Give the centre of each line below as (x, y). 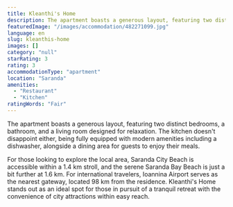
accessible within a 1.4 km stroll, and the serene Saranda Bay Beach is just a (116, 167)
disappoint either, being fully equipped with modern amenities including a (112, 138)
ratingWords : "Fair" (37, 104)
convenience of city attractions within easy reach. (79, 196)
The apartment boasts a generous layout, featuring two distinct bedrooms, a (116, 124)
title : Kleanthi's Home (42, 14)
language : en (26, 33)
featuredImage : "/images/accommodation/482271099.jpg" (88, 26)
